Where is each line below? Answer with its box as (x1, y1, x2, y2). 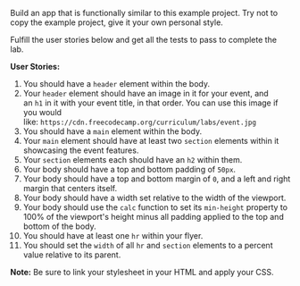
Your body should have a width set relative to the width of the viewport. (22, 192, 287, 203)
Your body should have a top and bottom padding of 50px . (22, 164, 236, 174)
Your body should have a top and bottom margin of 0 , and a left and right (22, 173, 291, 184)
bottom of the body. (22, 221, 96, 231)
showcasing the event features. (22, 145, 139, 156)
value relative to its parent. (22, 249, 121, 260)
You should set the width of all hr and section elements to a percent (22, 240, 273, 250)
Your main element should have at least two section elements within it (22, 136, 279, 146)
